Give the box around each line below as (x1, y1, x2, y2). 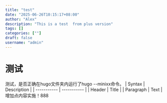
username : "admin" (5, 40, 44, 45)
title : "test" (5, 7, 35, 13)
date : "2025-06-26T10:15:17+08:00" (5, 12, 80, 17)
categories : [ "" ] (5, 31, 42, 36)
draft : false (5, 36, 33, 41)
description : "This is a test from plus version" (5, 21, 113, 27)
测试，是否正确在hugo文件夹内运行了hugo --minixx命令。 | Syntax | (5, 81, 145, 87)
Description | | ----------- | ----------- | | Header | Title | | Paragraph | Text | (5, 86, 162, 92)
